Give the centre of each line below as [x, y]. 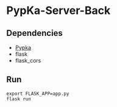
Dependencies [34, 33]
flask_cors [28, 60]
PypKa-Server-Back [58, 11]
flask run [19, 99]
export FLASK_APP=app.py [38, 94]
